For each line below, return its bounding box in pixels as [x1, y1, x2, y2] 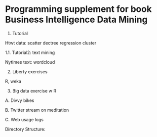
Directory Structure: [5, 126, 46, 132]
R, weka [5, 78, 21, 84]
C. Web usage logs [5, 116, 43, 122]
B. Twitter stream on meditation [5, 107, 69, 113]
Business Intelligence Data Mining [5, 14, 148, 25]
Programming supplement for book [5, 3, 152, 15]
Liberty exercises [12, 68, 48, 75]
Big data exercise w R [12, 88, 57, 93]
